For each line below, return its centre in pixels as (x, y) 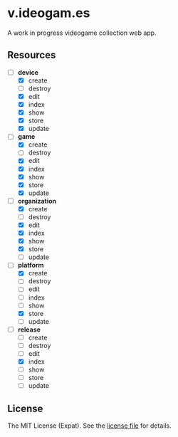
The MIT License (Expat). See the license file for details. (90, 426)
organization (37, 201)
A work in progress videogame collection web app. (82, 33)
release (29, 330)
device (28, 72)
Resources (32, 55)
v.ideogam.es (49, 13)
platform (31, 265)
